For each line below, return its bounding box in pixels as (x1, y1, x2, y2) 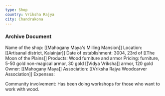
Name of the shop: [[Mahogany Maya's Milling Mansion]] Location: (5, 44, 143, 50)
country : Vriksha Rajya (5, 12, 55, 17)
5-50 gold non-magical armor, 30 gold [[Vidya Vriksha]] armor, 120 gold (5, 60, 153, 66)
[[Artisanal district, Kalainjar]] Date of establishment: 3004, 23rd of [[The (5, 49, 155, 55)
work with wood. (5, 86, 39, 92)
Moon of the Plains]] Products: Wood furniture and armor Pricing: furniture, (5, 55, 160, 61)
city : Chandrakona (5, 16, 43, 21)
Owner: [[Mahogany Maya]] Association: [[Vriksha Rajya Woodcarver (5, 65, 147, 71)
